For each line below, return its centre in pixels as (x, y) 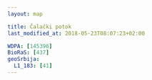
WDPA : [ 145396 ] (30, 46)
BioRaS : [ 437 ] (29, 53)
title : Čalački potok (40, 27)
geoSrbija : (24, 59)
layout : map (25, 14)
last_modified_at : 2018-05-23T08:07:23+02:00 (76, 33)
